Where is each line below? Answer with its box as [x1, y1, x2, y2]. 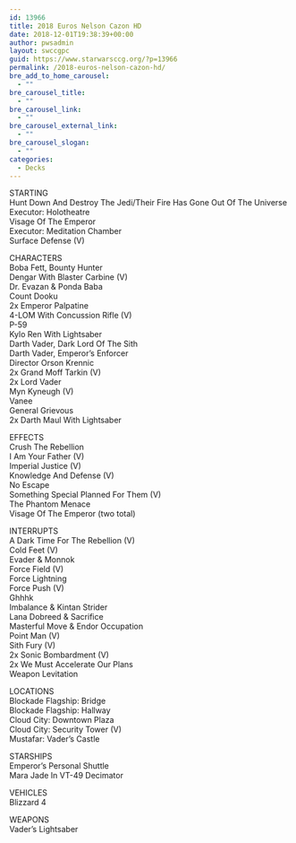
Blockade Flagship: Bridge [9, 696, 106, 707]
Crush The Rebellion [9, 441, 85, 453]
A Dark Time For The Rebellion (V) [9, 535, 136, 546]
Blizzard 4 [9, 797, 47, 808]
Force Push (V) [9, 583, 64, 594]
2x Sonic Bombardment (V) [9, 649, 110, 660]
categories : [9, 154, 54, 164]
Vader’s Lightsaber [9, 824, 79, 835]
